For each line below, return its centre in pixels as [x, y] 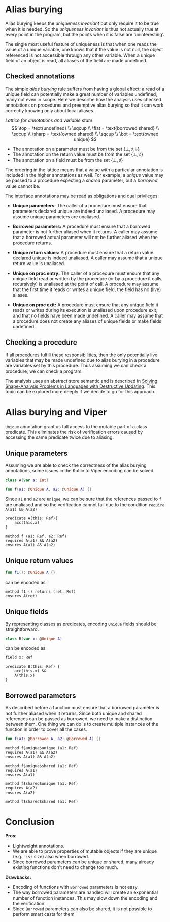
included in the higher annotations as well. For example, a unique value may [84, 175]
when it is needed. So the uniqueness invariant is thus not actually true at [82, 29]
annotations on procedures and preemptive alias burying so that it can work [84, 105]
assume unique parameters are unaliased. [56, 216]
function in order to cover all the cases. [46, 729]
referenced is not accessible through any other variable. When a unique [80, 55]
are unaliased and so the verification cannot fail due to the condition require [85, 505]
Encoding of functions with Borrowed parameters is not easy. [75, 887]
